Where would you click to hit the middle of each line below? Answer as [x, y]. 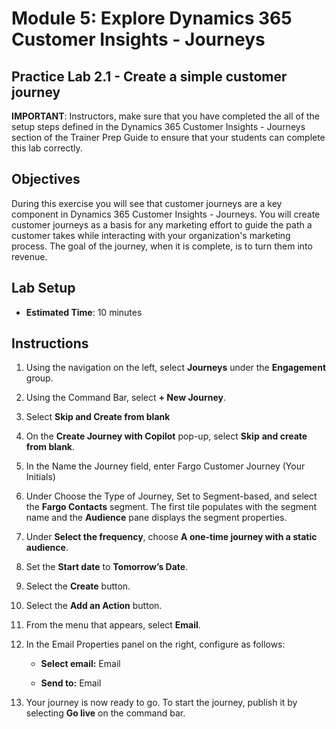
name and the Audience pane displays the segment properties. [156, 518]
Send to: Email [71, 683]
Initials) [40, 477]
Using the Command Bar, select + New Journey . [125, 398]
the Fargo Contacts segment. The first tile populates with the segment [171, 507]
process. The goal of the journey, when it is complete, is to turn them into [162, 246]
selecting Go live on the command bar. [105, 713]
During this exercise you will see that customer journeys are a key [147, 203]
